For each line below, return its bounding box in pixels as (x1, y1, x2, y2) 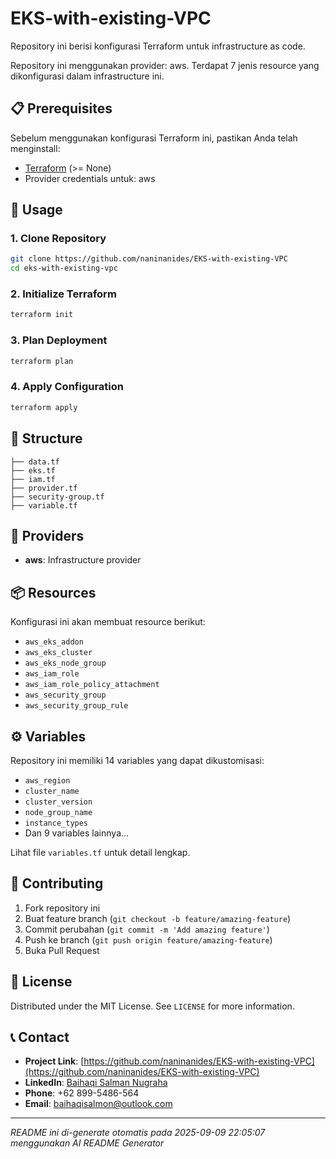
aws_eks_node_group (24, 658, 107, 669)
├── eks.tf (10, 465, 56, 476)
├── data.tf (10, 457, 60, 467)
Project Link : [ (24, 1055, 85, 1067)
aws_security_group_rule (24, 701, 129, 711)
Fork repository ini (24, 902, 101, 914)
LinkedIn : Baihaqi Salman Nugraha (24, 1077, 168, 1089)
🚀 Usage (10, 202, 63, 219)
